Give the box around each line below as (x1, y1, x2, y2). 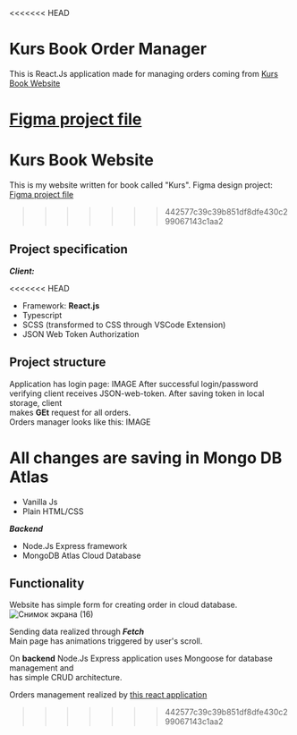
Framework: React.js (21, 300, 100, 311)
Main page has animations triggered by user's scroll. (9, 636, 203, 646)
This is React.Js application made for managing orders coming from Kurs (9, 68, 279, 79)
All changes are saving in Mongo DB (9, 447, 283, 468)
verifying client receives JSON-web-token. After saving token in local (9, 388, 265, 399)
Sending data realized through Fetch (9, 626, 145, 638)
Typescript (21, 309, 63, 320)
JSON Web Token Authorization (21, 328, 140, 339)
